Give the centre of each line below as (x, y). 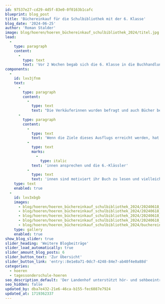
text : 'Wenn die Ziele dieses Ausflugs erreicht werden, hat (95, 138)
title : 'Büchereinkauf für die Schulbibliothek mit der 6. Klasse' (76, 19)
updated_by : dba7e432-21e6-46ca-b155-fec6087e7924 (58, 289)
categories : (17, 266)
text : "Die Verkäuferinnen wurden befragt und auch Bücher (93, 111)
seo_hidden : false (24, 285)
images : (22, 202)
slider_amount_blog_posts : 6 (35, 253)
